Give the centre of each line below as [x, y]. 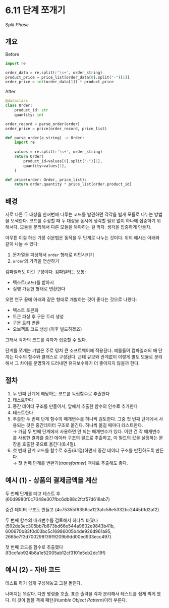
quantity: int [29, 115]
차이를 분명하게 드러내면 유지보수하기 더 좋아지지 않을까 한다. [80, 363]
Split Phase [17, 24]
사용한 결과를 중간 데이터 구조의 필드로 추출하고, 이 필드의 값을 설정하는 [88, 438]
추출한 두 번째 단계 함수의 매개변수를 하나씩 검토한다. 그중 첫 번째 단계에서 [85, 418]
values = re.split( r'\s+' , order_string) [58, 152]
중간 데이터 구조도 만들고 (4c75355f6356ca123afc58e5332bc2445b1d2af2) [82, 509]
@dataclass [17, 101]
